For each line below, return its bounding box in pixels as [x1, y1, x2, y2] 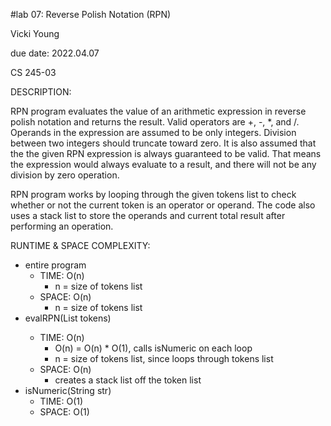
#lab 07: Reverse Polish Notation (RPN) [10, 9, 172, 20]
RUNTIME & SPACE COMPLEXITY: [10, 240, 151, 251]
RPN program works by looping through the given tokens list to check [10, 189, 297, 200]
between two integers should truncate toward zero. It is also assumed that [10, 137, 317, 149]
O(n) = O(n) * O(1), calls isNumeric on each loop [54, 342, 253, 354]
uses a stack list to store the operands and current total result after [10, 210, 286, 221]
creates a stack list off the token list [54, 374, 202, 386]
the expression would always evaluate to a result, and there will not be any [10, 159, 317, 170]
